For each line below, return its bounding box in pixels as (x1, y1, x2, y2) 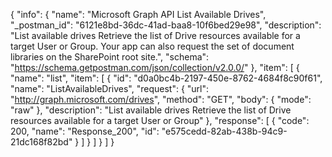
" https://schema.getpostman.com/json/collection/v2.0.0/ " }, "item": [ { (10, 62, 300, 73)
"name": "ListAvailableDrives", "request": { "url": (10, 83, 210, 94)
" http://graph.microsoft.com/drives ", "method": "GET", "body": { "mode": (10, 94, 312, 105)
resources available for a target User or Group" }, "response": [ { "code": (10, 115, 310, 126)
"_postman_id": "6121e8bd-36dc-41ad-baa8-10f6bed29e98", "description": (10, 19, 322, 31)
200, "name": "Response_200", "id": (10, 125, 160, 137)
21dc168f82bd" (10, 136, 73, 148)
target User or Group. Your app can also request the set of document (10, 40, 295, 52)
